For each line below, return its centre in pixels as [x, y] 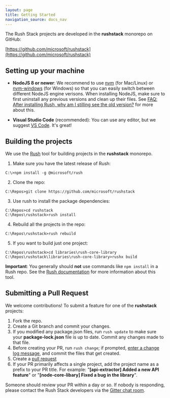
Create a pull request [35, 359]
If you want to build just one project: [50, 243]
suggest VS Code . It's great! [42, 125]
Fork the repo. [27, 321]
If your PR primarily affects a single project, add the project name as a [86, 364]
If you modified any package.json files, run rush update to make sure [84, 331]
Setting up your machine [45, 71]
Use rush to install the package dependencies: [61, 201]
